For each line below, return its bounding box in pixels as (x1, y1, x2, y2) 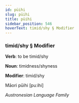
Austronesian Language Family (5, 92, 70, 98)
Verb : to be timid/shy (5, 53, 49, 60)
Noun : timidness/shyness (5, 63, 58, 69)
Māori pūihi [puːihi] (5, 83, 44, 89)
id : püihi (5, 7, 26, 12)
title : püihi (5, 16, 32, 21)
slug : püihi (5, 12, 30, 17)
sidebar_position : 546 (5, 21, 52, 26)
